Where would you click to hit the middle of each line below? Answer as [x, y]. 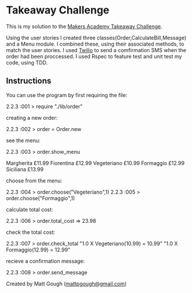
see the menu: [23, 140]
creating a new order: [32, 118]
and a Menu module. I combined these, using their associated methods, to [95, 44]
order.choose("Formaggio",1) [41, 198]
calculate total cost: [30, 209]
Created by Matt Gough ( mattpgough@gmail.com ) [67, 284]
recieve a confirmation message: [46, 261]
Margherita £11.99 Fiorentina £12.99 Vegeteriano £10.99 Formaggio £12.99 [95, 163]
